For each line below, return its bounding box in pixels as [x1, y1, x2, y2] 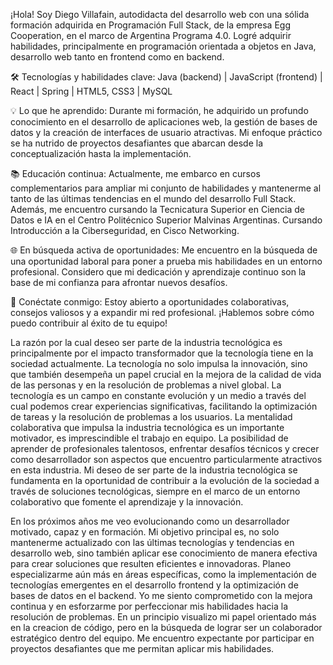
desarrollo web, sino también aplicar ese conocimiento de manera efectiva [10, 547, 318, 559]
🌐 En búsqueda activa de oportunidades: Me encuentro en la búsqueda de [10, 244, 318, 256]
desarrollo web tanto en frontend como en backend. [10, 51, 225, 63]
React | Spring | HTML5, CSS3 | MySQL [10, 85, 173, 97]
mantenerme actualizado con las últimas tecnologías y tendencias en [10, 537, 295, 548]
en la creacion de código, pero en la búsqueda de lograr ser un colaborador [10, 622, 323, 633]
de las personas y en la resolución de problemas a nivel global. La [10, 379, 282, 391]
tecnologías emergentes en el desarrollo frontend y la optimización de [10, 579, 299, 591]
